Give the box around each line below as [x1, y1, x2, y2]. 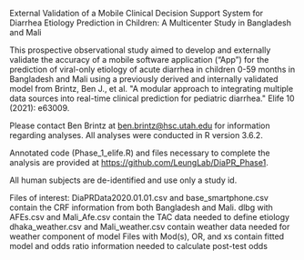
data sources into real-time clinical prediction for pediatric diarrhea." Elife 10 [9, 93, 295, 104]
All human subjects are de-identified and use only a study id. [9, 175, 238, 185]
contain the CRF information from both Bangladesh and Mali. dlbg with [9, 202, 273, 213]
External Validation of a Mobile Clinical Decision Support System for [9, 8, 264, 18]
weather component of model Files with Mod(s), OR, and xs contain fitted [9, 231, 285, 242]
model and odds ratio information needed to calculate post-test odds [9, 241, 269, 251]
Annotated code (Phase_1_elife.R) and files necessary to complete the [9, 147, 270, 158]
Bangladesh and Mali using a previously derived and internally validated [9, 74, 279, 85]
